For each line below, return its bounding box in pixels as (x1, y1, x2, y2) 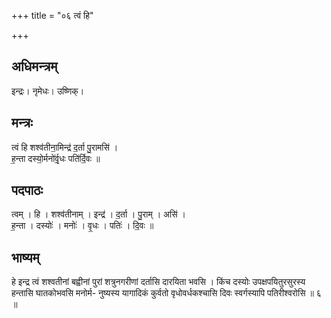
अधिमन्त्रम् (11, 58, 58, 75)
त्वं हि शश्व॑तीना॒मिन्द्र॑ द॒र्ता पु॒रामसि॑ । (11, 141, 119, 153)
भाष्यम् (11, 249, 40, 266)
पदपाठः (11, 182, 44, 199)
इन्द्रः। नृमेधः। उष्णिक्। (11, 85, 85, 97)
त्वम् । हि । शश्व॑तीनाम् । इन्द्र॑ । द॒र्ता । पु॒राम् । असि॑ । (11, 208, 186, 220)
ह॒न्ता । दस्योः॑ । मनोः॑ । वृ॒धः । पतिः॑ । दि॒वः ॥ (11, 220, 154, 232)
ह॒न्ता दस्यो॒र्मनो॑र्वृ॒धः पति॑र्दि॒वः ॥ (11, 152, 101, 164)
